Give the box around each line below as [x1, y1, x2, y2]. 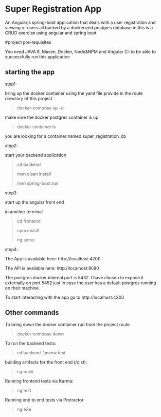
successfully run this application [5, 54, 70, 59]
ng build [17, 368, 34, 374]
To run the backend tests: [5, 340, 56, 346]
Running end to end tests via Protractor [5, 397, 84, 402]
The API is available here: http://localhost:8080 [5, 265, 100, 271]
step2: [5, 143, 18, 148]
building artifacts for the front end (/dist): [5, 359, 88, 365]
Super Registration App [5, 3, 102, 15]
